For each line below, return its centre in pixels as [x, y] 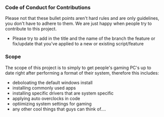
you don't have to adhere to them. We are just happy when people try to [79, 23]
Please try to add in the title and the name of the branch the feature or [84, 38]
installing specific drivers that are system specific [63, 93]
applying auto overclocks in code [46, 98]
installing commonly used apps [44, 88]
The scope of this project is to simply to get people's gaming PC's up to [78, 67]
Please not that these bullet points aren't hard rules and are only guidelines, [82, 18]
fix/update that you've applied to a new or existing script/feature [78, 44]
